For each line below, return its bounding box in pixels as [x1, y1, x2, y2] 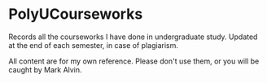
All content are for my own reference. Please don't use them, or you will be [8, 56, 260, 66]
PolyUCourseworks [8, 5, 143, 24]
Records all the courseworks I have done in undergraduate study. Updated [8, 32, 258, 41]
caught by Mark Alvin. [8, 64, 83, 74]
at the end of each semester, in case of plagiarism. [8, 40, 179, 50]
